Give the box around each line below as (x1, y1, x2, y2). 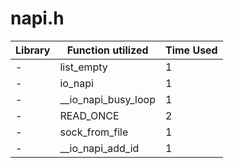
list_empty (59, 60, 108, 74)
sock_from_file (59, 125, 129, 139)
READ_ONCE (59, 108, 120, 122)
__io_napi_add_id (59, 141, 140, 155)
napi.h (10, 7, 65, 30)
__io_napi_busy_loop (59, 92, 156, 106)
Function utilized (66, 43, 149, 57)
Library (15, 43, 51, 57)
